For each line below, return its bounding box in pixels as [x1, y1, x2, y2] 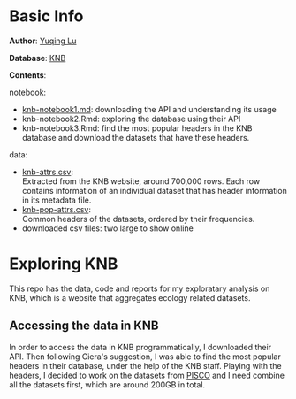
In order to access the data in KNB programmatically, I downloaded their [9, 341, 272, 352]
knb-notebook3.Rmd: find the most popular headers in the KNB [21, 122, 253, 134]
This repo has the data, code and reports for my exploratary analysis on [9, 283, 270, 294]
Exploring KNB [9, 254, 118, 274]
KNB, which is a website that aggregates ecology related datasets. [9, 292, 251, 303]
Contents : [9, 69, 47, 81]
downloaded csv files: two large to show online [21, 223, 194, 234]
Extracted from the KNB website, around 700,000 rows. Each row [21, 175, 261, 187]
